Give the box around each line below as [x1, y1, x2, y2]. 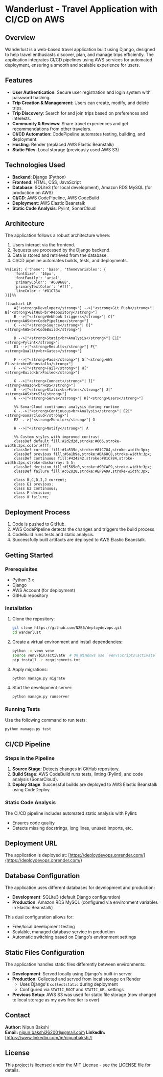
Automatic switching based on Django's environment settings [12, 934, 136, 940]
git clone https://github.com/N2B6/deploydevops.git [12, 625, 122, 630]
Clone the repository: [12, 616, 55, 622]
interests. [12, 115, 31, 121]
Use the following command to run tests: [5, 717, 87, 723]
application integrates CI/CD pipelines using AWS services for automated [5, 57, 153, 62]
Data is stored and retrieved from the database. [12, 252, 108, 258]
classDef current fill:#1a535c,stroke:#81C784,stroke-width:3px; [14, 448, 150, 453]
